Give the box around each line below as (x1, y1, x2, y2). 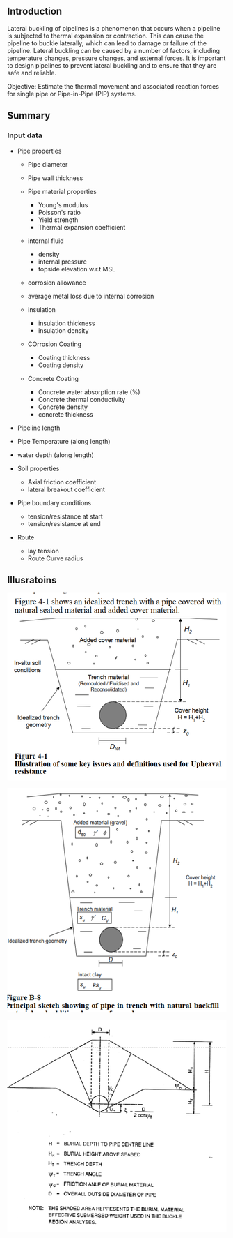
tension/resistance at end (27, 519, 101, 528)
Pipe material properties (27, 187, 97, 195)
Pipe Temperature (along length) (17, 437, 111, 445)
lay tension (27, 546, 59, 555)
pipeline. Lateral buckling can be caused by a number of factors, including (7, 46, 220, 54)
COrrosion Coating (27, 340, 82, 348)
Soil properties (17, 464, 60, 472)
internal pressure (38, 258, 87, 266)
